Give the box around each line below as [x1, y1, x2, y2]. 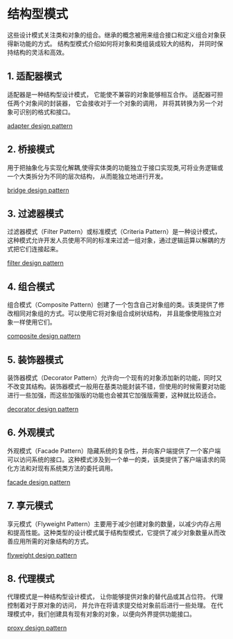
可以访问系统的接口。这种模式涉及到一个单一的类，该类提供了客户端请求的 [7, 455, 220, 464]
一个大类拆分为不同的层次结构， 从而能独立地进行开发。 [7, 172, 167, 180]
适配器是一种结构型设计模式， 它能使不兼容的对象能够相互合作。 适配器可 [7, 90, 217, 98]
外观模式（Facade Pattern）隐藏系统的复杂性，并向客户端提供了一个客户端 [7, 446, 221, 455]
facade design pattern [7, 478, 71, 486]
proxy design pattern [7, 624, 67, 632]
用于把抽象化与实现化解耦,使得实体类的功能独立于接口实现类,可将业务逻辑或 [7, 163, 224, 171]
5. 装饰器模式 [7, 354, 64, 365]
